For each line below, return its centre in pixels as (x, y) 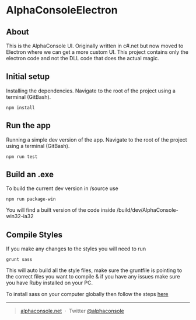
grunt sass (19, 260)
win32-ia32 (20, 216)
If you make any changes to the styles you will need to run (76, 249)
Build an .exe (30, 175)
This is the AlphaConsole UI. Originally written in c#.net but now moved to (95, 46)
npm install (20, 108)
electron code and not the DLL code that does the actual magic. (83, 58)
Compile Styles (34, 235)
